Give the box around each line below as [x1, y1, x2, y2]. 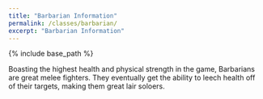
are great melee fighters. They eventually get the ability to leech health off [8, 73, 256, 83]
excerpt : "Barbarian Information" [8, 27, 125, 35]
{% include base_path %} [8, 49, 94, 59]
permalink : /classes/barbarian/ [8, 19, 117, 27]
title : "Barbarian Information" [8, 11, 117, 20]
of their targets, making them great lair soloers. [8, 81, 166, 91]
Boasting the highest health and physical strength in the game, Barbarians [8, 64, 255, 74]
